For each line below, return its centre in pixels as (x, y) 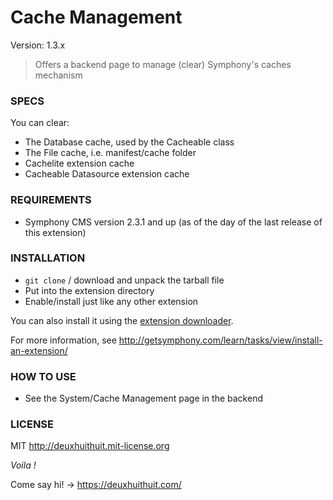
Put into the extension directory (89, 290)
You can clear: (40, 123)
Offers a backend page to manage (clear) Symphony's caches (163, 64)
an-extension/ (39, 350)
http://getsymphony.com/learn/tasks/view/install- (220, 340)
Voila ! (23, 465)
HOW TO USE (43, 376)
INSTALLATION (48, 258)
